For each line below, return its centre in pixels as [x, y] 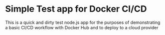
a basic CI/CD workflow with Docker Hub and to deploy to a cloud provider [82, 27]
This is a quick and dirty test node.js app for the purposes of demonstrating [83, 22]
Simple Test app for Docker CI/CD [76, 9]
